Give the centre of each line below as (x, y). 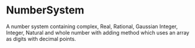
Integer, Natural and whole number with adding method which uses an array (98, 32)
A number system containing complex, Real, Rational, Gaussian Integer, (92, 26)
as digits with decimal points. (41, 39)
